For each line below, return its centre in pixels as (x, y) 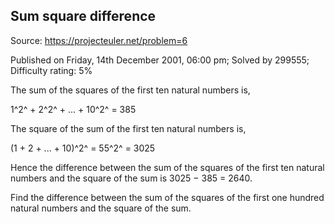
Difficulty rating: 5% (51, 70)
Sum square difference (83, 16)
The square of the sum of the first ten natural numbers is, (128, 128)
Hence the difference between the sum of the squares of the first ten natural (167, 167)
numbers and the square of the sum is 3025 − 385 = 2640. (131, 178)
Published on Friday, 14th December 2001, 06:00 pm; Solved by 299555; (160, 60)
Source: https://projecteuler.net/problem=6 (99, 40)
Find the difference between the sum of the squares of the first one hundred (167, 197)
